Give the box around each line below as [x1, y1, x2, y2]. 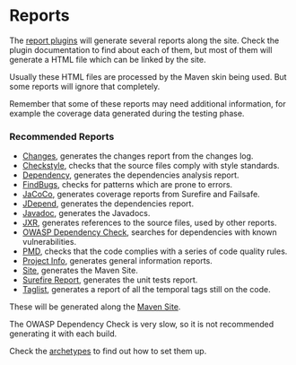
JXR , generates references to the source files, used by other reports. [22, 217, 277, 229]
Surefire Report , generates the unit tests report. [22, 274, 198, 285]
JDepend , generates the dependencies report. [22, 198, 195, 209]
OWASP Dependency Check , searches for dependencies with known [22, 227, 277, 238]
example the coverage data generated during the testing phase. [9, 108, 245, 118]
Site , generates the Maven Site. [22, 265, 139, 276]
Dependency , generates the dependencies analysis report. [22, 169, 239, 180]
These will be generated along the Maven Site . [9, 301, 181, 312]
